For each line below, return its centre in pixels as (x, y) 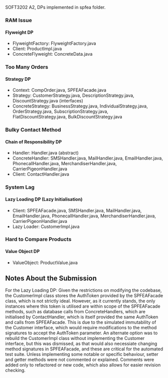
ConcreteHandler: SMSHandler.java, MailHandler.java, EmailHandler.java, (88, 158)
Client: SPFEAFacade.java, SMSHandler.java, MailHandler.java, (77, 210)
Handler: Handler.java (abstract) (45, 153)
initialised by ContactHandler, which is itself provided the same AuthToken (82, 317)
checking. (16, 370)
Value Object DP (23, 251)
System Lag (20, 187)
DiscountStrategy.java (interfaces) (48, 101)
